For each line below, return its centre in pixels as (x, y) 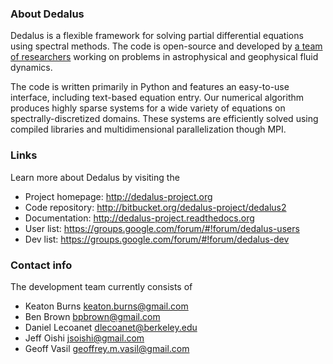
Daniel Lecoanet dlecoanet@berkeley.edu (111, 327)
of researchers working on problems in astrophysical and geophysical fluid (164, 57)
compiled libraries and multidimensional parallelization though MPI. (148, 129)
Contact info (41, 265)
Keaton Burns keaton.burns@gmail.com (106, 306)
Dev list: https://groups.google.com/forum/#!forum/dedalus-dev (157, 239)
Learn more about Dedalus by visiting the (95, 177)
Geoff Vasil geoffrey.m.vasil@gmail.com (107, 348)
